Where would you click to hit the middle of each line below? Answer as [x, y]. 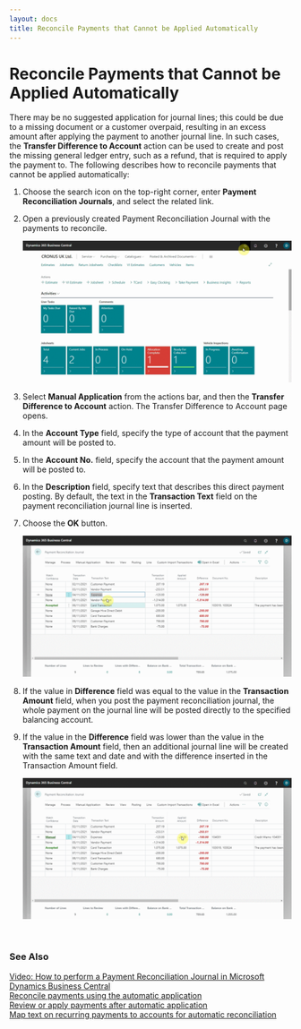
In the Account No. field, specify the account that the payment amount [153, 459]
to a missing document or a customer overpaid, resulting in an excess [138, 127]
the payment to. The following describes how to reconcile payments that [143, 165]
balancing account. [58, 720]
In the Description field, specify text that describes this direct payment [153, 486]
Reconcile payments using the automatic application [106, 995]
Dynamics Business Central [60, 986]
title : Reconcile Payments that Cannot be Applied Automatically [133, 28]
